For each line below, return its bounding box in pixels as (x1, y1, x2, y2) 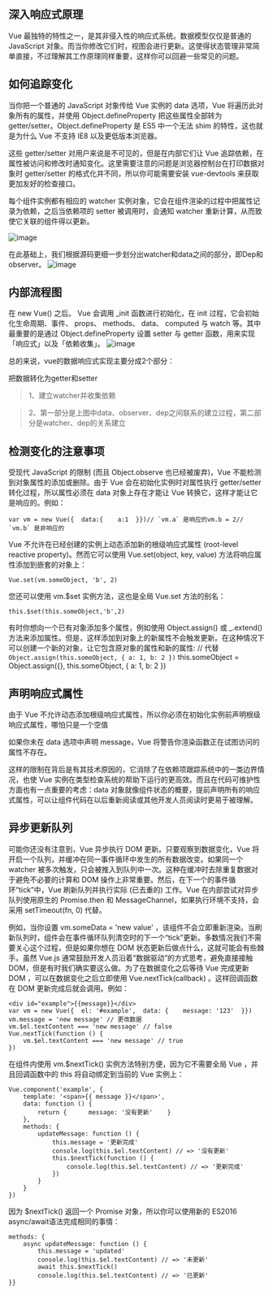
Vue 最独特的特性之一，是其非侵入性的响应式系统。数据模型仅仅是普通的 (8, 31, 252, 41)
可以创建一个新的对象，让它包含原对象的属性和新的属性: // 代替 (8, 643, 219, 653)
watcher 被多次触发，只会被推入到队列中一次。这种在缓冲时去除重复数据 (8, 864, 252, 874)
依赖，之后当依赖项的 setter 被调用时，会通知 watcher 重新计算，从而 (22, 206, 256, 215)
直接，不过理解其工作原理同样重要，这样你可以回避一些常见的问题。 (15, 51, 244, 61)
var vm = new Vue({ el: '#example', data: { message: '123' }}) (8, 1006, 253, 1014)
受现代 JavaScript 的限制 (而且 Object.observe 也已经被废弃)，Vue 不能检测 (8, 467, 262, 477)
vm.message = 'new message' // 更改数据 (8, 1015, 142, 1023)
